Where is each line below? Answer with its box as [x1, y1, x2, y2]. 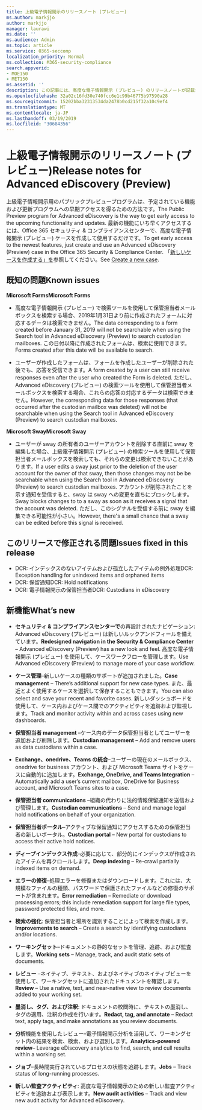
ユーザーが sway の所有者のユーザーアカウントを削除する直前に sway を [14, 440, 194, 447]
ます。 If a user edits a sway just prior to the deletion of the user [20, 463, 177, 470]
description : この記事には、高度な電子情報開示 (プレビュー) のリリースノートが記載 [6, 87, 195, 94]
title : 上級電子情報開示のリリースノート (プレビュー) [6, 8, 127, 15]
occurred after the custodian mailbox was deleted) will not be [14, 403, 167, 410]
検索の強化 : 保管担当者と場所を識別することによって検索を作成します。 [14, 918, 191, 925]
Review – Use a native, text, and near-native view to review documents [14, 984, 191, 991]
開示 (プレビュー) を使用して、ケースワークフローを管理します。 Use [20, 653, 189, 660]
